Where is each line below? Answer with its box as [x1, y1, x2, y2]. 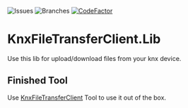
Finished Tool [7, 74, 69, 87]
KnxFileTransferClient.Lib [7, 32, 161, 47]
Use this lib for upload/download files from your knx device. [7, 54, 182, 62]
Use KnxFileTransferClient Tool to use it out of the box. [7, 93, 167, 102]
